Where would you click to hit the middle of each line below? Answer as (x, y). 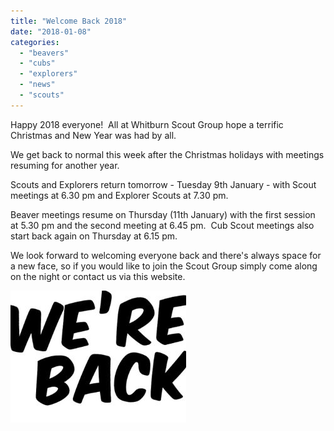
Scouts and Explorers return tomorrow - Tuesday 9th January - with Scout (163, 184)
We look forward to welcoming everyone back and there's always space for (166, 255)
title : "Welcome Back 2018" (69, 21)
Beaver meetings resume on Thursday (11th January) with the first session (163, 214)
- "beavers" (44, 53)
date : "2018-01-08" (51, 31)
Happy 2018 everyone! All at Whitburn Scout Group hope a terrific (147, 124)
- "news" (37, 85)
